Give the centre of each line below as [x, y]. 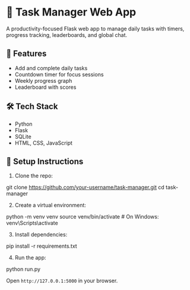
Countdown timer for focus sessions [59, 74]
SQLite [23, 136]
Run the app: [30, 258]
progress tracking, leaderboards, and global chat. [67, 35]
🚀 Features [26, 54]
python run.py [23, 269]
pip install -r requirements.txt [42, 246]
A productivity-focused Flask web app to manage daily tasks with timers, [95, 29]
